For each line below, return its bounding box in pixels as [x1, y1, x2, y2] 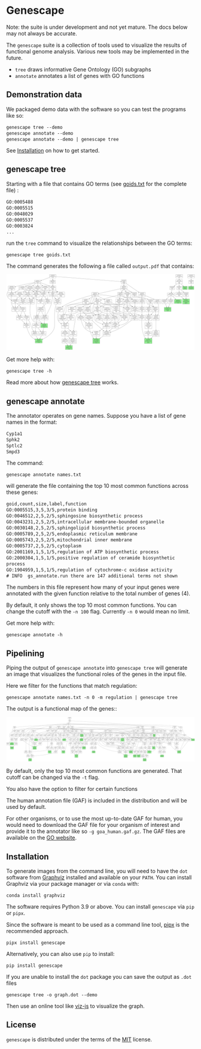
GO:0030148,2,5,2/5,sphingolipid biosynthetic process [6, 525, 146, 531]
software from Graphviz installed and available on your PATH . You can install [6, 874, 192, 881]
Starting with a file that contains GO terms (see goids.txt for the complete [6, 180, 187, 187]
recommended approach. [6, 927, 69, 934]
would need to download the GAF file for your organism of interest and [6, 822, 180, 829]
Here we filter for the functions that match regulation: [6, 682, 138, 689]
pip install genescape [6, 963, 63, 969]
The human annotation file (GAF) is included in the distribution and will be [6, 797, 187, 804]
